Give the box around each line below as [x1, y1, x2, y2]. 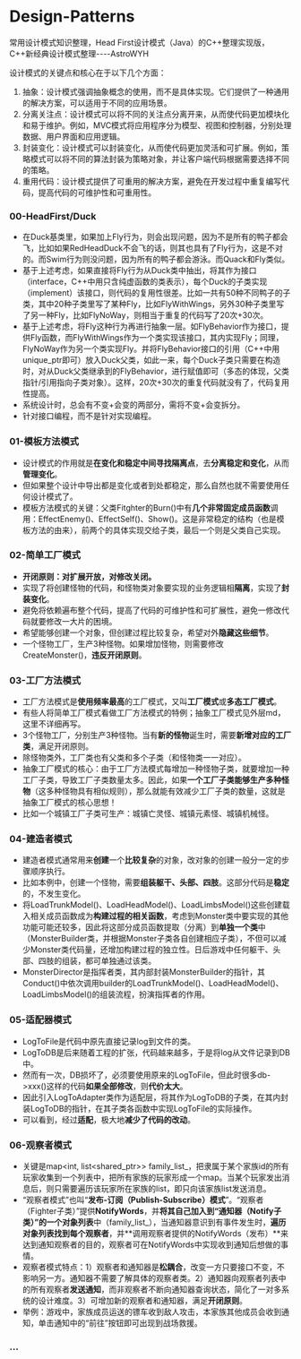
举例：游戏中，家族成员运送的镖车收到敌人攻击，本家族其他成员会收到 [21, 1306, 282, 1318]
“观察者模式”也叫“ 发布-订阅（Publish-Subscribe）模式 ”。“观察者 [21, 1194, 264, 1206]
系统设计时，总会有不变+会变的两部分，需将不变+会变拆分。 [21, 400, 245, 410]
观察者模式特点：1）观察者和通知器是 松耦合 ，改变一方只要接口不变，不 [21, 1261, 285, 1273]
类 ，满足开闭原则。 [21, 741, 94, 752]
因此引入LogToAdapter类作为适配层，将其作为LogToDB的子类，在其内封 [21, 1091, 289, 1103]
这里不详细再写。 [21, 718, 86, 729]
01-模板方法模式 [9, 435, 79, 448]
